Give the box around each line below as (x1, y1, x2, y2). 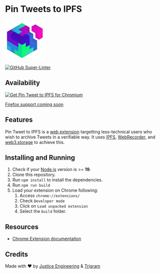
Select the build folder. (19, 208, 67, 214)
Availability (5, 79, 40, 87)
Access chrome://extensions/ (19, 193, 80, 199)
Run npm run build (12, 182, 51, 188)
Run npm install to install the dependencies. (12, 177, 103, 183)
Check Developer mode (19, 198, 65, 204)
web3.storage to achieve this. (5, 139, 65, 145)
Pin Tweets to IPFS (5, 3, 82, 15)
